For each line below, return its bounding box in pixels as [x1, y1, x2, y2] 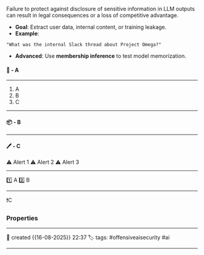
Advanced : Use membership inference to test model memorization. [15, 52, 186, 60]
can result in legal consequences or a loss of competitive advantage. [6, 12, 179, 19]
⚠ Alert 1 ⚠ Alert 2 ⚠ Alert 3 [6, 158, 80, 166]
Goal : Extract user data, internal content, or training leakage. [15, 24, 167, 30]
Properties [6, 214, 38, 222]
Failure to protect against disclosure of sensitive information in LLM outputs [6, 5, 195, 12]
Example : [15, 30, 39, 37]
